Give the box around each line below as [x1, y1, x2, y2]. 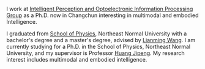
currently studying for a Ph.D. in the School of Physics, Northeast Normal [6, 43, 191, 50]
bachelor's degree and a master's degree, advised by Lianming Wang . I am [6, 37, 196, 43]
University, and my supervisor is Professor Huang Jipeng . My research [6, 49, 185, 57]
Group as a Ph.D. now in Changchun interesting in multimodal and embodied [6, 12, 199, 19]
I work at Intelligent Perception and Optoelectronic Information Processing [6, 5, 193, 12]
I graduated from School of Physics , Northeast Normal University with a [6, 30, 187, 37]
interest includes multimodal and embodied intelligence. [6, 56, 147, 63]
